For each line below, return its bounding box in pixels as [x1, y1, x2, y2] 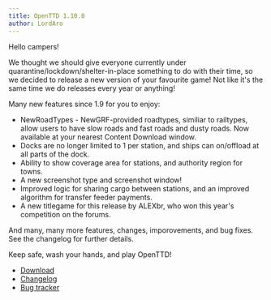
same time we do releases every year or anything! [8, 83, 176, 93]
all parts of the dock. [19, 149, 90, 159]
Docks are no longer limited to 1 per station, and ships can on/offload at [19, 140, 260, 150]
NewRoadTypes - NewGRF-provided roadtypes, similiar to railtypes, [19, 114, 248, 124]
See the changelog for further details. [8, 234, 134, 243]
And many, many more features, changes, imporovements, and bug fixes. [8, 225, 254, 235]
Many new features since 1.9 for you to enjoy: [8, 99, 161, 109]
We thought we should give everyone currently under [8, 58, 187, 67]
